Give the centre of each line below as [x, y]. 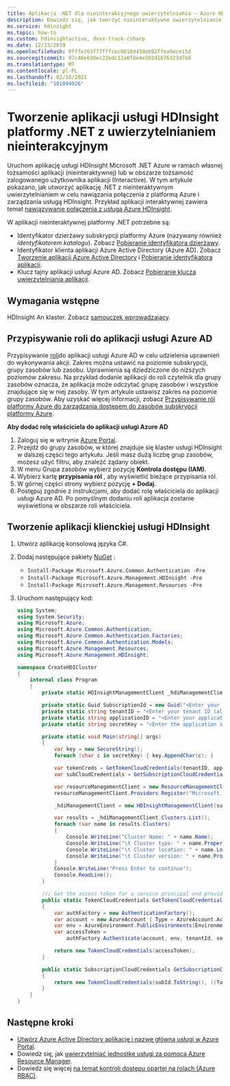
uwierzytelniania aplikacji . [53, 279]
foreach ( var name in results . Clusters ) [112, 824]
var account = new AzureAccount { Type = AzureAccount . [135, 919]
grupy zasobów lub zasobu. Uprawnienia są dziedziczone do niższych [106, 370]
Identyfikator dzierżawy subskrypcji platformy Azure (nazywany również [119, 236]
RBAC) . [27, 1075]
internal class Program [63, 680]
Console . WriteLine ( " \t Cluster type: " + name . [135, 843]
